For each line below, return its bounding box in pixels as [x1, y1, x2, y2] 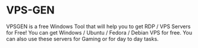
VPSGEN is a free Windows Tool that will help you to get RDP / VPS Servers [6, 23, 191, 30]
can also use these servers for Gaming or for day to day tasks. [6, 35, 159, 42]
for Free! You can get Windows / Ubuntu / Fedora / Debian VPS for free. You [6, 29, 193, 36]
